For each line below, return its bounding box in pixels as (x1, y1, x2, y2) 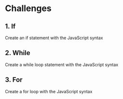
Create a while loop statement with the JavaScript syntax (5, 61, 119, 68)
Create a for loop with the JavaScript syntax (5, 88, 93, 94)
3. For (5, 76, 23, 84)
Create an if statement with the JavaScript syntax (5, 35, 103, 41)
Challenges (5, 3, 52, 14)
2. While (5, 49, 30, 57)
